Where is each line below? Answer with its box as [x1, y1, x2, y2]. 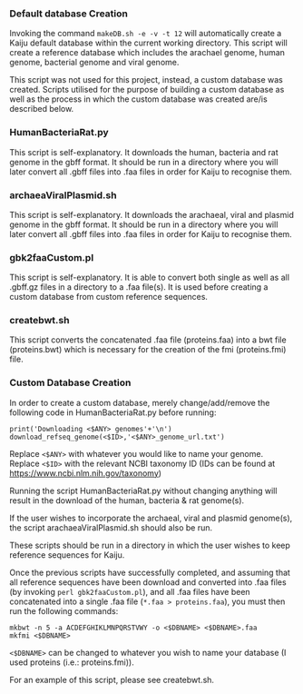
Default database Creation [9, 7, 129, 20]
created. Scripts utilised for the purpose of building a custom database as [9, 84, 285, 95]
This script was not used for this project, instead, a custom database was [9, 74, 283, 85]
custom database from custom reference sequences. [9, 292, 209, 302]
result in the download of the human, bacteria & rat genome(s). [9, 494, 245, 506]
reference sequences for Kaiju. [9, 549, 125, 560]
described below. [9, 104, 74, 114]
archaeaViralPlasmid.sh [9, 189, 117, 202]
